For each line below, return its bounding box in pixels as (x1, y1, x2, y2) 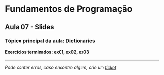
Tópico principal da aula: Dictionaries (5, 37, 95, 44)
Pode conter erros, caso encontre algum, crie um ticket (5, 64, 116, 70)
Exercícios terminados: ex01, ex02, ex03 (5, 49, 89, 55)
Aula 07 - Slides (5, 23, 54, 31)
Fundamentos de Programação (5, 3, 133, 15)
